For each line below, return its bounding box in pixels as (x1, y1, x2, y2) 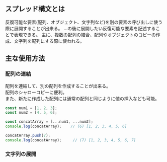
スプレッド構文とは (5, 5, 65, 14)
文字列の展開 (5, 150, 37, 157)
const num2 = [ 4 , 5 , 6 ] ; (5, 110, 57, 115)
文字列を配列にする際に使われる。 (14, 38, 85, 44)
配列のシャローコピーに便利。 (5, 89, 67, 95)
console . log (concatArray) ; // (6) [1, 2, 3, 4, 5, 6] (5, 124, 127, 129)
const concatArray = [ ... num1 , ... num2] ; (5, 119, 94, 124)
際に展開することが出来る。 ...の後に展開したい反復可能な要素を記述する (5, 25, 156, 31)
